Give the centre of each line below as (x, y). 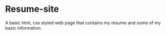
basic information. (24, 28)
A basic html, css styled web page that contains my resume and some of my (83, 23)
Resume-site (32, 9)
